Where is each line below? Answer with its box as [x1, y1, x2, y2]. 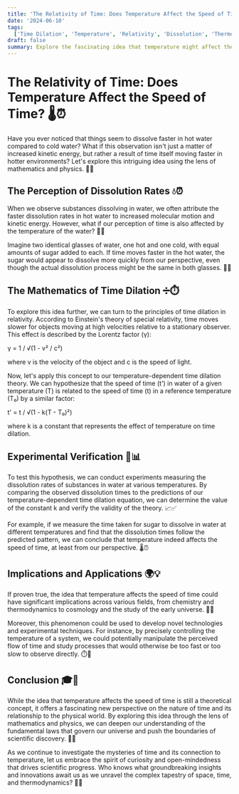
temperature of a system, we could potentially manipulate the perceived [7, 634, 218, 643]
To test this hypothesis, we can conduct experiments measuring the [7, 473, 206, 481]
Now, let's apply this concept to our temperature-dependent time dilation [7, 371, 221, 380]
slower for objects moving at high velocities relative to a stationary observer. [7, 322, 231, 331]
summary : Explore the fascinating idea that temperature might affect [7, 43, 221, 51]
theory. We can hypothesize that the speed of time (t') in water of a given [7, 379, 222, 387]
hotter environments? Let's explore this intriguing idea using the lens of [7, 157, 216, 165]
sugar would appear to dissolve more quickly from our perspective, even [7, 256, 221, 264]
